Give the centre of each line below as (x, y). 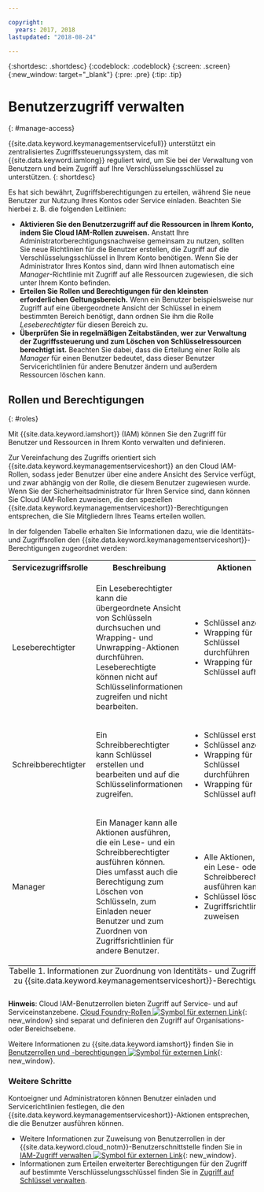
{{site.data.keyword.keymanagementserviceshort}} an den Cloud (114, 466)
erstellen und (120, 765)
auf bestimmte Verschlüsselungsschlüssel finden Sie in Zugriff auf (126, 1172)
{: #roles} (24, 419)
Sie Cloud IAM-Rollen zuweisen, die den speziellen (90, 499)
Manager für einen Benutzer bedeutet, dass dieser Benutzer (117, 358)
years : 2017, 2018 (46, 30)
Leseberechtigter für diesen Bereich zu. (84, 325)
